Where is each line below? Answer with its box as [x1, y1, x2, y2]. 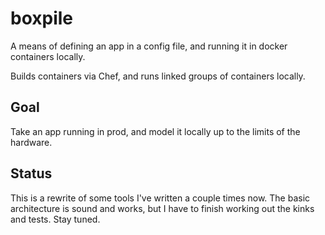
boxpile [10, 7, 74, 30]
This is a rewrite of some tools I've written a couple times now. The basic [10, 192, 311, 204]
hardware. [10, 136, 53, 148]
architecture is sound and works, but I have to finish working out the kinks [10, 202, 315, 214]
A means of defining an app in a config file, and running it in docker [10, 40, 288, 52]
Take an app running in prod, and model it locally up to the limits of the [10, 125, 301, 137]
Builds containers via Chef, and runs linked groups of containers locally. [10, 70, 306, 82]
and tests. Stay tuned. [10, 213, 101, 225]
